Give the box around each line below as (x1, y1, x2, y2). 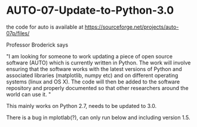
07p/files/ (6, 29, 30, 36)
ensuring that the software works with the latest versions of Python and (6, 65, 182, 72)
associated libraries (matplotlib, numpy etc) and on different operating (6, 72, 178, 79)
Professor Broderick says (6, 41, 69, 48)
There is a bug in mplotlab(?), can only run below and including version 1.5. (6, 114, 190, 121)
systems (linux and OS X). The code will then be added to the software (6, 78, 180, 85)
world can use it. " (6, 91, 51, 98)
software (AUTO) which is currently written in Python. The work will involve (6, 59, 191, 66)
